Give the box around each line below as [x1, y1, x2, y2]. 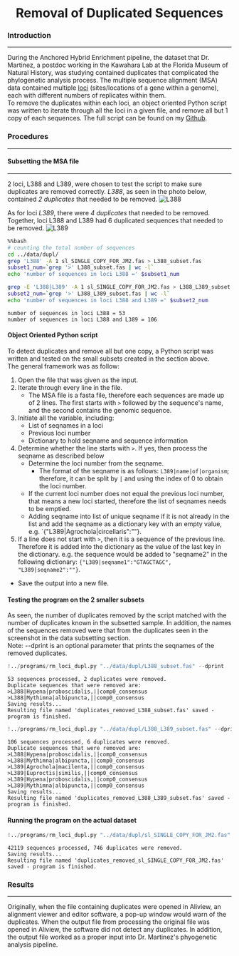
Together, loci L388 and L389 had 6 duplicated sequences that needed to [7, 216, 223, 225]
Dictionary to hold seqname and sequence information [28, 436, 188, 445]
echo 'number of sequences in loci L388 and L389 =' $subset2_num [7, 297, 208, 304]
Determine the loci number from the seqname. [28, 459, 164, 468]
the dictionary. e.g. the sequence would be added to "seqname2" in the [17, 550, 228, 559]
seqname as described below [17, 451, 105, 461]
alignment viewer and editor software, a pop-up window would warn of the [7, 910, 227, 919]
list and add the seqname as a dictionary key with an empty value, [28, 520, 223, 528]
